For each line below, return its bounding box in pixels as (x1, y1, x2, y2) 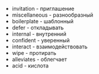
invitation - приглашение (11, 5, 75, 12)
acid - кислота (11, 62, 49, 69)
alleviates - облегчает (11, 56, 67, 63)
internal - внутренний (11, 30, 67, 38)
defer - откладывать (11, 24, 64, 31)
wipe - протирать (11, 50, 57, 56)
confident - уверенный (11, 37, 70, 44)
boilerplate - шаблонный (11, 18, 74, 24)
